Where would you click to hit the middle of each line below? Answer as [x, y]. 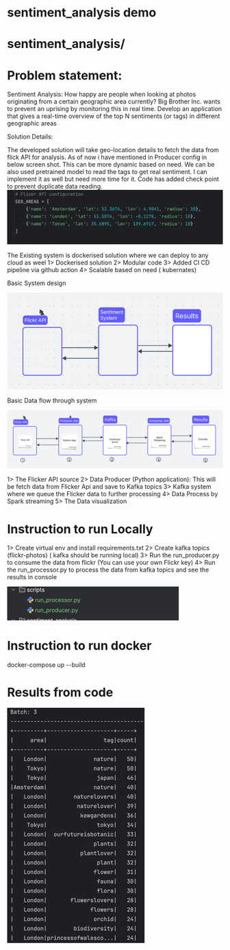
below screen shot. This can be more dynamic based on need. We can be [111, 165]
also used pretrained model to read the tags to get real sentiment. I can [107, 172]
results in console [32, 577]
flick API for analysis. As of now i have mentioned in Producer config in [107, 157]
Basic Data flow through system [52, 400]
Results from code [60, 693]
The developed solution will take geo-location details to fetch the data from [113, 150]
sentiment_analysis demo [82, 13]
